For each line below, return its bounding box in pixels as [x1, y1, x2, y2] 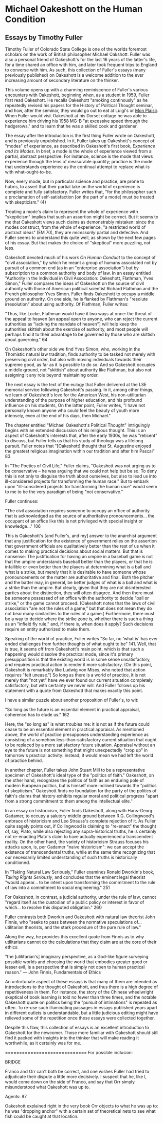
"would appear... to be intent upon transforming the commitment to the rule [5, 880, 156, 885]
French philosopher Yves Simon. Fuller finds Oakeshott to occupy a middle [5, 291, 155, 297]
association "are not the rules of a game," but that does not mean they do [5, 605, 152, 611]
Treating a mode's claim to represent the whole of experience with [5, 209, 139, 215]
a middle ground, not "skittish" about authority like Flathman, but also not [5, 367, 152, 372]
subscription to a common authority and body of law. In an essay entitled [5, 270, 151, 276]
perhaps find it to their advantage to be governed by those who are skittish [5, 331, 155, 337]
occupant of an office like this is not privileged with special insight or [5, 518, 143, 524]
